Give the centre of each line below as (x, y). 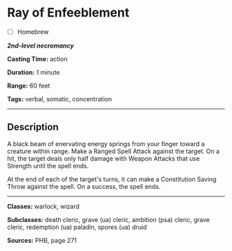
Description (33, 127)
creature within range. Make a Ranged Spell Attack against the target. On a (113, 151)
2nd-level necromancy (41, 46)
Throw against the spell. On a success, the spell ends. (84, 186)
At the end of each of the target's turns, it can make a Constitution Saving (112, 179)
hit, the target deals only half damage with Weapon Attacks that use (104, 158)
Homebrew (33, 32)
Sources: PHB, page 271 (42, 240)
